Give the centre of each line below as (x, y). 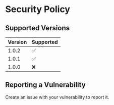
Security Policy (38, 9)
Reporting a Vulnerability (45, 85)
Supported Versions (37, 28)
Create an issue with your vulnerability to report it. (57, 97)
